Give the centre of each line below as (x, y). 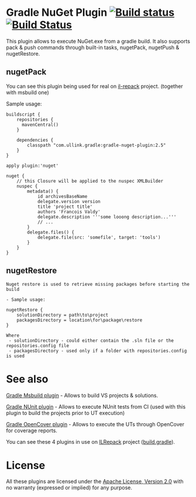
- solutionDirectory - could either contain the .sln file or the (91, 340)
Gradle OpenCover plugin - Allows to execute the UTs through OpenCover (95, 424)
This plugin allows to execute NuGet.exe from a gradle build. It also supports (98, 41)
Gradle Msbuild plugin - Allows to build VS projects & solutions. (82, 395)
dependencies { (35, 140)
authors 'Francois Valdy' (69, 212)
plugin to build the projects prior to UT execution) (66, 413)
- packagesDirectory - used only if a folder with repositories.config (98, 351)
